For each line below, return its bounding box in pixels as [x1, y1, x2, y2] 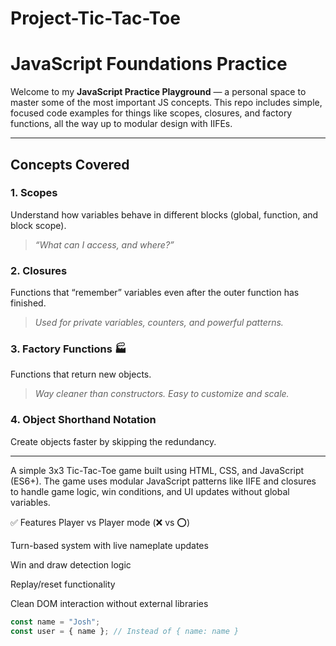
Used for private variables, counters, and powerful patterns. [34, 317, 284, 329]
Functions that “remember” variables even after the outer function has [10, 287, 300, 299]
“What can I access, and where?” [34, 238, 175, 251]
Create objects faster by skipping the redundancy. [10, 435, 217, 447]
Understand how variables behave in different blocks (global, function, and [10, 208, 319, 221]
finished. [10, 297, 47, 309]
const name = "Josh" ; [10, 617, 101, 627]
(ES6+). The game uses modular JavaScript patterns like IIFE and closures [10, 475, 317, 487]
